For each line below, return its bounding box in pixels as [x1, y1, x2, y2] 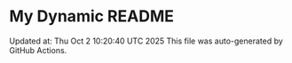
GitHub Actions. [9, 44, 67, 55]
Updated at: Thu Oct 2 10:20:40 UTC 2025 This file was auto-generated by [9, 35, 284, 46]
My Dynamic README [9, 6, 175, 27]
